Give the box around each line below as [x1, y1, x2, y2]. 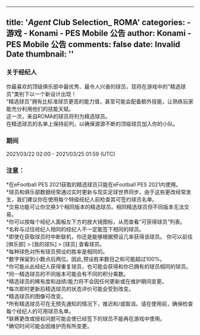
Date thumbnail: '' [6, 49, 74, 60]
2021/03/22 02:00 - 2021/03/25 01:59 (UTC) [6, 150, 115, 157]
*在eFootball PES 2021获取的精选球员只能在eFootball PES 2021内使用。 [6, 181, 182, 188]
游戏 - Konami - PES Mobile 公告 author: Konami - [6, 28, 192, 39]
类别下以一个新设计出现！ [14, 90, 77, 97]
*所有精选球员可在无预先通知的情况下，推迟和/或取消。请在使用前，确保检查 [6, 300, 193, 308]
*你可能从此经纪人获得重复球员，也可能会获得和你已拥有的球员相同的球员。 [6, 263, 192, 270]
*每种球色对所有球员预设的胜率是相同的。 [6, 248, 108, 255]
